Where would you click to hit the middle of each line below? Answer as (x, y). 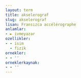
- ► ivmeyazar (20, 34)
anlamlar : (16, 29)
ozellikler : (18, 39)
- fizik (18, 48)
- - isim (15, 44)
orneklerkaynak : (22, 63)
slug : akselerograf (26, 19)
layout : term (19, 10)
